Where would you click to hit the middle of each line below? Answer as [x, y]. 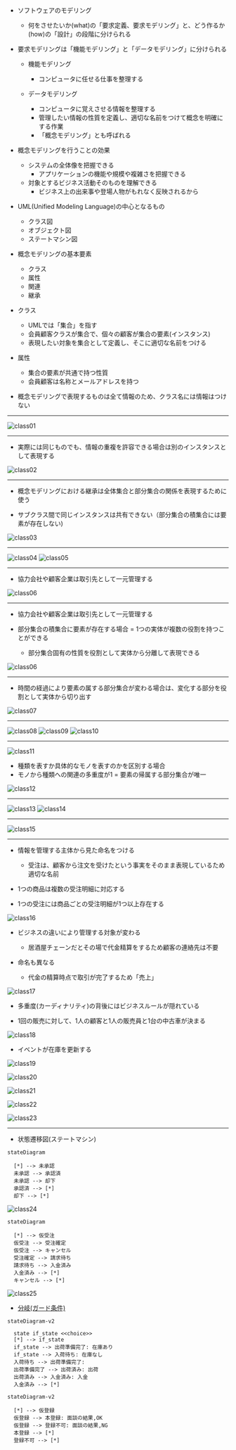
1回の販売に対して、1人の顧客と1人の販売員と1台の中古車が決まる [111, 1021]
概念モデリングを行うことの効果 [64, 150]
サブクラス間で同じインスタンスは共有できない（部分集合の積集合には [119, 515]
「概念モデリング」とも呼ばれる [85, 135]
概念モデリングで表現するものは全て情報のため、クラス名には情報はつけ [122, 396]
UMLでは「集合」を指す [63, 325]
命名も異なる [36, 962]
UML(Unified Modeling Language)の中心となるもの [91, 206]
